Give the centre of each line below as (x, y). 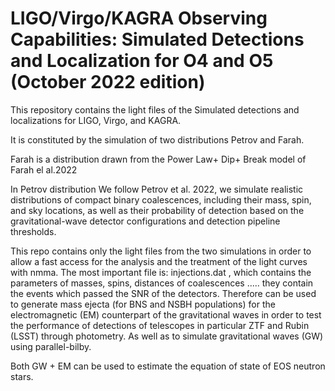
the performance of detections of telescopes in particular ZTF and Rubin (160, 325)
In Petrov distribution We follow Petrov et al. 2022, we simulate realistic (157, 189)
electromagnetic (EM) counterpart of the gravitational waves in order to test (166, 314)
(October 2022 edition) (108, 82)
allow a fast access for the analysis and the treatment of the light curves (159, 261)
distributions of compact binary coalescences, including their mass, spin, (161, 199)
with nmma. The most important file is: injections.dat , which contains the (161, 272)
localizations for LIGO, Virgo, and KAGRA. (96, 120)
